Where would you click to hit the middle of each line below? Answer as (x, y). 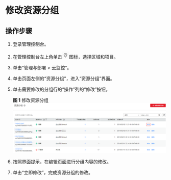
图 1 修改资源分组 (31, 100)
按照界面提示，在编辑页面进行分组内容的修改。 (62, 162)
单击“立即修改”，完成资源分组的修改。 (53, 172)
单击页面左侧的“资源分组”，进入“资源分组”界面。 (64, 79)
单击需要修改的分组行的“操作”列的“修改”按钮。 (62, 89)
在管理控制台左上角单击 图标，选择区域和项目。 (65, 57)
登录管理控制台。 (31, 44)
